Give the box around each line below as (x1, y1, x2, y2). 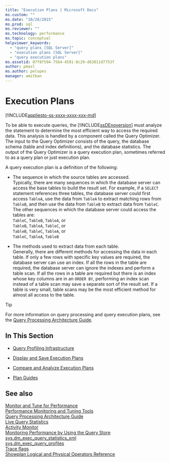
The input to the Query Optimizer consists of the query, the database (5, 138, 150, 144)
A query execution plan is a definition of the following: (5, 164, 118, 170)
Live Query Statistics (5, 419, 49, 425)
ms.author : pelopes (5, 69, 47, 74)
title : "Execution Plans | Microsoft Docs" (5, 7, 99, 13)
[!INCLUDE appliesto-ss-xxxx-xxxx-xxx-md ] (5, 112, 96, 118)
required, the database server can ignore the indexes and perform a (12, 265, 155, 271)
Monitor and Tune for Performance (5, 403, 78, 409)
